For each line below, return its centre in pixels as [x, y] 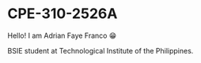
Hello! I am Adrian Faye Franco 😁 [62, 35]
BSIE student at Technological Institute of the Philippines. [100, 50]
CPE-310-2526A [63, 14]
